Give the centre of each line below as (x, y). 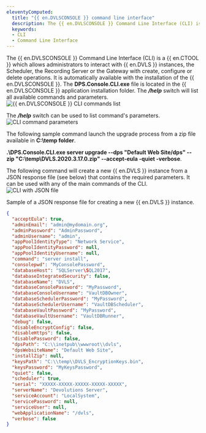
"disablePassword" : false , (46, 339)
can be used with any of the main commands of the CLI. (77, 184)
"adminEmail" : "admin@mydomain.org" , (60, 224)
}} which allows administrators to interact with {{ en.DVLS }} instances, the (101, 64)
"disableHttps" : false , (42, 333)
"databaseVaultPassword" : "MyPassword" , (64, 310)
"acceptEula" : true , (38, 219)
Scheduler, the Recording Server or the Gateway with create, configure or (99, 71)
